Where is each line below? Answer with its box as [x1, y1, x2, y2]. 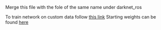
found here [5, 19, 29, 25]
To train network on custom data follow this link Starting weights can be [5, 14, 156, 19]
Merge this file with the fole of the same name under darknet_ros [5, 4, 142, 10]
